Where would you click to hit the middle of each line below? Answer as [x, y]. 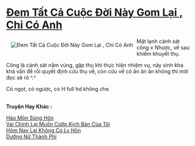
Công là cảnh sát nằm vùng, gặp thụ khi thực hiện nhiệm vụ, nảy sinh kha [95, 65]
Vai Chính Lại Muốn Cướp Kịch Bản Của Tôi [58, 124]
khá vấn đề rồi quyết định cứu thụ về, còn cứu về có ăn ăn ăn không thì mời [97, 71]
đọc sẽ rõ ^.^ [21, 77]
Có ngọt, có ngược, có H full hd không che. [58, 89]
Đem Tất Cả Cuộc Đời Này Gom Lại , [95, 13]
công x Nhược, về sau [163, 47]
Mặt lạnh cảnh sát [158, 41]
